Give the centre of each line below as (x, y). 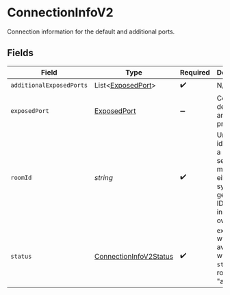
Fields (21, 53)
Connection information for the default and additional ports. (91, 31)
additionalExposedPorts (49, 86)
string (104, 177)
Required (195, 72)
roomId (21, 177)
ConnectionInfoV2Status (134, 256)
